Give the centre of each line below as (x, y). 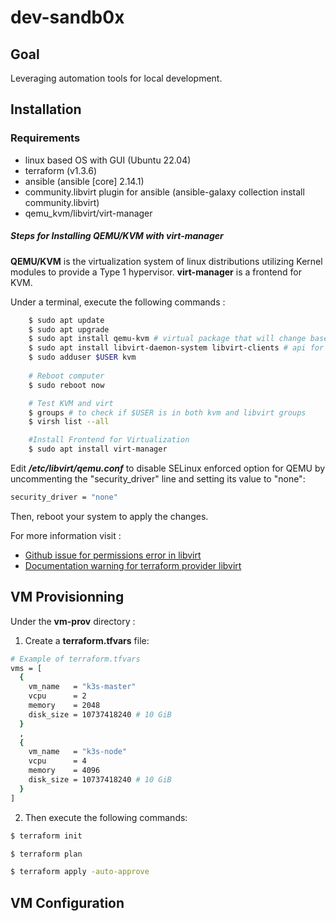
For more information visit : (66, 535)
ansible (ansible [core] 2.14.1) (84, 181)
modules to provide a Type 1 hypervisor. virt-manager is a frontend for (156, 272)
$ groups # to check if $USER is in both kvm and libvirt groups (167, 412)
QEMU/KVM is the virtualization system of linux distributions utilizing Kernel (166, 261)
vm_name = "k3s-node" (78, 752)
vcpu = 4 (57, 761)
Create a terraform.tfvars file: (87, 640)
